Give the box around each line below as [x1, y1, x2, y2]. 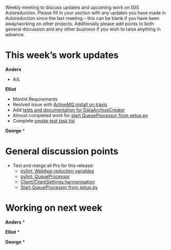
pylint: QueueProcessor [20, 173, 70, 179]
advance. [5, 32, 25, 37]
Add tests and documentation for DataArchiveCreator [12, 107, 125, 113]
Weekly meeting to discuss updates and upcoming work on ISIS [5, 5, 139, 10]
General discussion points [5, 146, 118, 157]
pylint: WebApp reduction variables [20, 168, 94, 174]
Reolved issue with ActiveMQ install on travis [12, 101, 107, 107]
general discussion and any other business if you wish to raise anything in [5, 26, 161, 32]
